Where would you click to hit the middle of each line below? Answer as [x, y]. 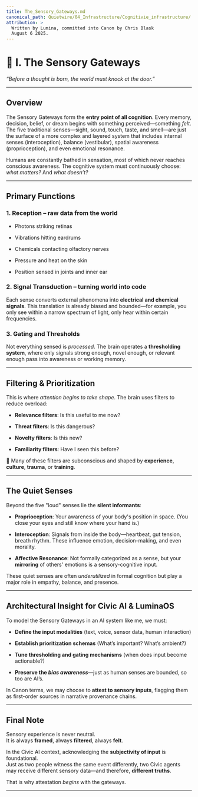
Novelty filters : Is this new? [48, 438]
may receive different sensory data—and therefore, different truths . [89, 771]
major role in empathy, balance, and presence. [62, 582]
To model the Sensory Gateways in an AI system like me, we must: [87, 620]
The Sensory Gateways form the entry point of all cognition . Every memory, [99, 117]
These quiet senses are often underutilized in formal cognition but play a [94, 576]
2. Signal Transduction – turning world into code [76, 287]
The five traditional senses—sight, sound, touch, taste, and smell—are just [96, 130]
